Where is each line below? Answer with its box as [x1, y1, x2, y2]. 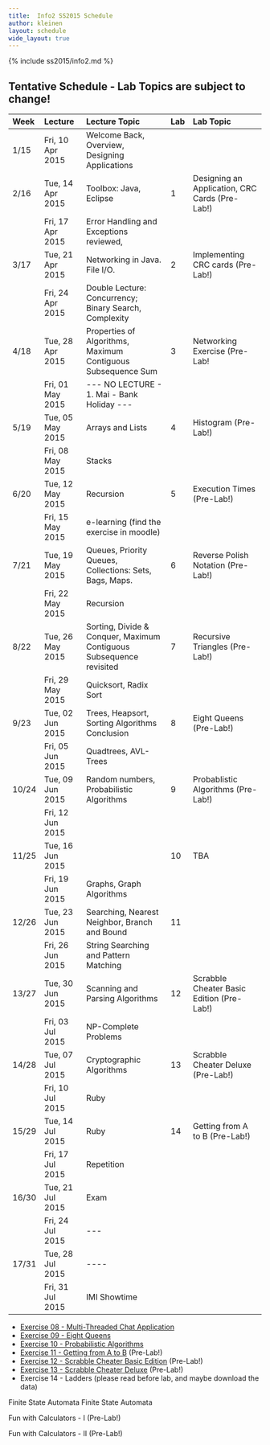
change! [8, 92, 51, 105]
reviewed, [85, 236, 123, 248]
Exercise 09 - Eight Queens [19, 1331, 111, 1340]
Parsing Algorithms [85, 993, 158, 1004]
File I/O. [85, 265, 116, 276]
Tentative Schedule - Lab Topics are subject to [8, 80, 246, 93]
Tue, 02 [43, 708, 74, 719]
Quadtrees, [85, 745, 129, 757]
